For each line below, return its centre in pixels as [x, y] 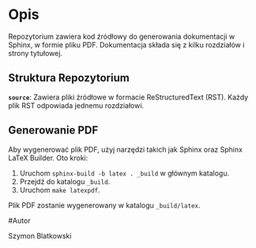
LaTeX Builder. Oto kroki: [48, 158]
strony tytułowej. [36, 53]
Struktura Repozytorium [69, 78]
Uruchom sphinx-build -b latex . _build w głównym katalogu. [124, 173]
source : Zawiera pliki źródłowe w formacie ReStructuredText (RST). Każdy [128, 97]
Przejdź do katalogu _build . [65, 181]
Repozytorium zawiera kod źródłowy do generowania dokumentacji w [122, 36]
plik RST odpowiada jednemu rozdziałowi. [76, 105]
